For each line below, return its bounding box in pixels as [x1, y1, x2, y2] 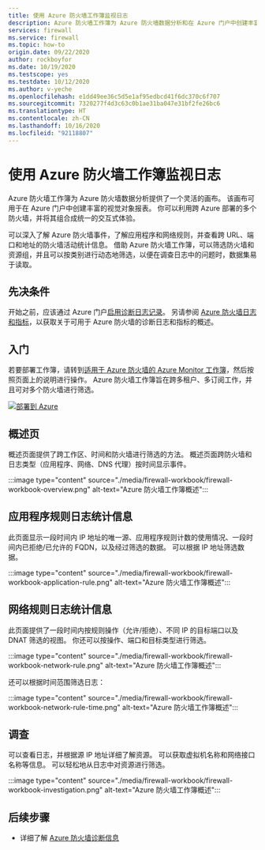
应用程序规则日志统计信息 [8, 510, 132, 523]
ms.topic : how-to [8, 41, 65, 49]
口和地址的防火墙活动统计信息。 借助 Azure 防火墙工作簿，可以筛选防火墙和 [8, 240, 255, 249]
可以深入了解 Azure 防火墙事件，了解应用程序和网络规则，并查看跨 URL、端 [8, 230, 255, 240]
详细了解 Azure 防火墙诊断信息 [19, 833, 120, 843]
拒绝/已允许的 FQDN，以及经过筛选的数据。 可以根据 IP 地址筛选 [28, 542, 238, 552]
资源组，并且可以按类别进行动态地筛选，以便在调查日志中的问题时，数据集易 [8, 250, 257, 259]
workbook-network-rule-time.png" [8, 702, 121, 712]
